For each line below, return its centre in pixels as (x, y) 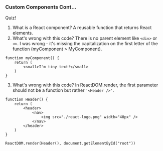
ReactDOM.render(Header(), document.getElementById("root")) (70, 143)
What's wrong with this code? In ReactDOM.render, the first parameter (85, 85)
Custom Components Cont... (41, 7)
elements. (23, 33)
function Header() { (27, 100)
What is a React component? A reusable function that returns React (82, 28)
